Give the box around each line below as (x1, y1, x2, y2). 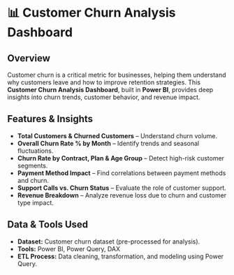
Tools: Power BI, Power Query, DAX (17, 244, 121, 253)
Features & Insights (7, 113, 93, 125)
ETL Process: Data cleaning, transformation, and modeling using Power (17, 252, 224, 260)
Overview (7, 52, 51, 64)
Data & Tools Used (7, 218, 89, 230)
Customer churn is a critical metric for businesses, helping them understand (7, 70, 226, 79)
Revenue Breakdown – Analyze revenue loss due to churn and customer (17, 191, 227, 199)
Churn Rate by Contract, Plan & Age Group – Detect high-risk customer (17, 154, 225, 162)
